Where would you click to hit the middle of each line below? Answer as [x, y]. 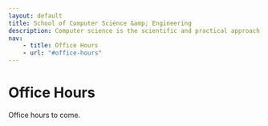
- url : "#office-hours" [63, 53]
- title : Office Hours [61, 46]
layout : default [35, 16]
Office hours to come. [45, 115]
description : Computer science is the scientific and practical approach [134, 30]
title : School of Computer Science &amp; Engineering [100, 23]
